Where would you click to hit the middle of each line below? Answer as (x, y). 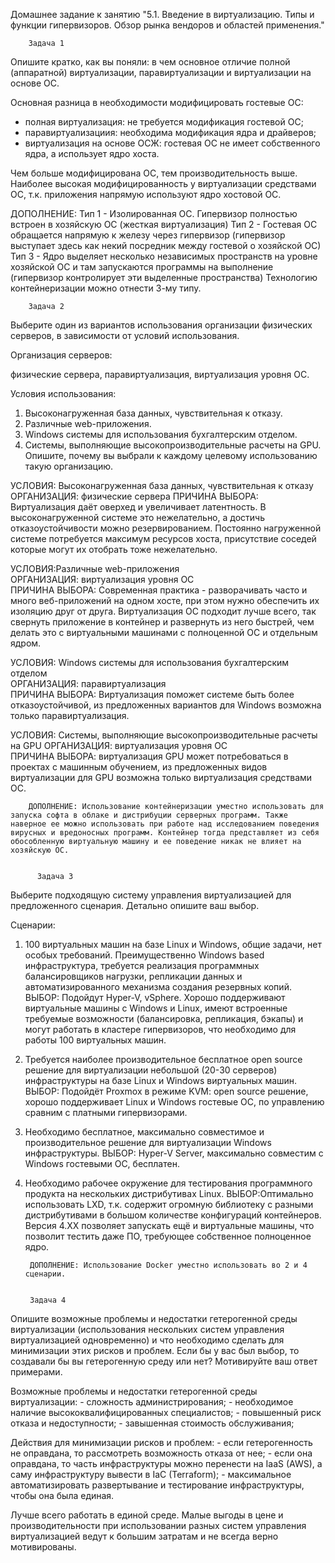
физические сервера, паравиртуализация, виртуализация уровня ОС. (160, 374)
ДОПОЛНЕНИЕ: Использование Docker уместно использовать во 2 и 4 (168, 1265)
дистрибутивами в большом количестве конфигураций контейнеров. (173, 1215)
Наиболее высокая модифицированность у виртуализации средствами (163, 183)
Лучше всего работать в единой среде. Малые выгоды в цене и (147, 1515)
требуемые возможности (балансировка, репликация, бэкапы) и (164, 1018)
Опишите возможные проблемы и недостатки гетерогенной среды (154, 1318)
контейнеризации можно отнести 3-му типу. (106, 288)
